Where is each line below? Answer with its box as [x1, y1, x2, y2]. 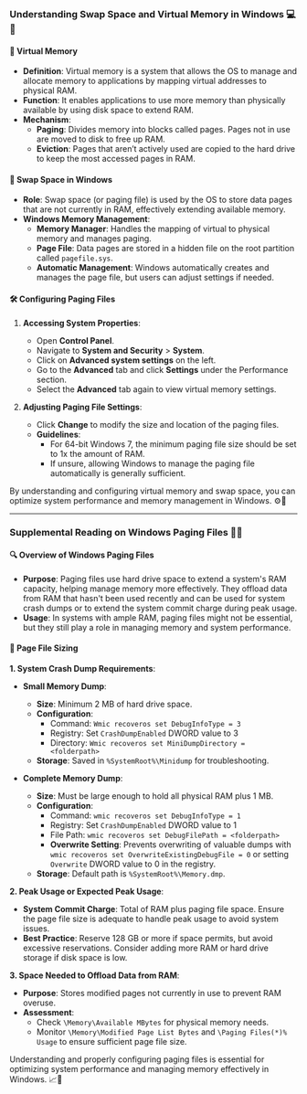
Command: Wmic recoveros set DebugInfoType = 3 [49, 717, 241, 728]
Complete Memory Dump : [22, 772, 123, 783]
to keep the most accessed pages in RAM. [36, 154, 196, 165]
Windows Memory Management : [22, 214, 151, 225]
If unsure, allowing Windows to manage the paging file [49, 458, 256, 469]
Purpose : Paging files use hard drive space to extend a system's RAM [22, 573, 287, 584]
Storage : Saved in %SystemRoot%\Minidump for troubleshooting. [36, 755, 270, 766]
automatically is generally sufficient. [49, 467, 186, 478]
